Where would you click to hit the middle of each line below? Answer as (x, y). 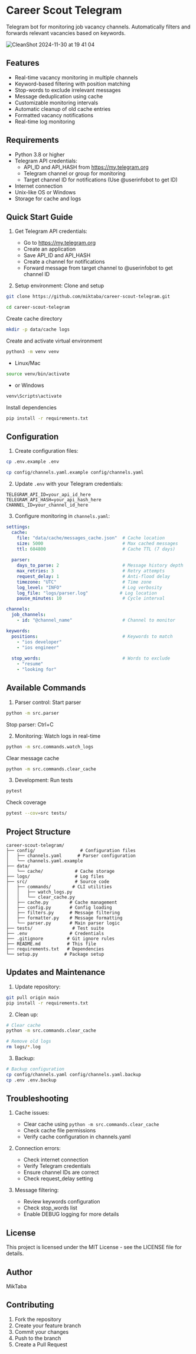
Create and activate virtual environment (54, 341)
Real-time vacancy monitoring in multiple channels (76, 77)
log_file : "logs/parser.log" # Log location (87, 593)
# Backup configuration (35, 1069)
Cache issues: (32, 1113)
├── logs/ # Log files (55, 876)
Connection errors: (37, 1148)
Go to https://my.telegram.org (60, 243)
